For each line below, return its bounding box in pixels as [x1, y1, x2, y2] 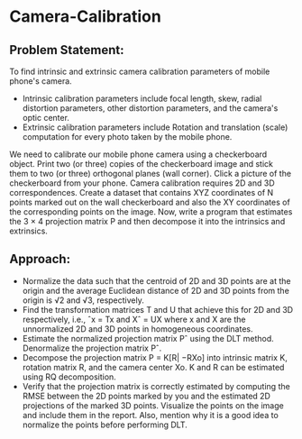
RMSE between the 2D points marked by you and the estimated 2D [22, 390, 270, 401]
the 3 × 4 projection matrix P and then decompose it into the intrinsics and [9, 216, 286, 226]
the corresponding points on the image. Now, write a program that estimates [9, 206, 293, 217]
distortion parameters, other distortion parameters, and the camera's [22, 103, 279, 114]
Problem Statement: [9, 42, 124, 58]
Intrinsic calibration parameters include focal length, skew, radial [22, 93, 262, 104]
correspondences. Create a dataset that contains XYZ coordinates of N [9, 187, 274, 197]
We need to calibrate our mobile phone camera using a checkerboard [9, 149, 268, 160]
